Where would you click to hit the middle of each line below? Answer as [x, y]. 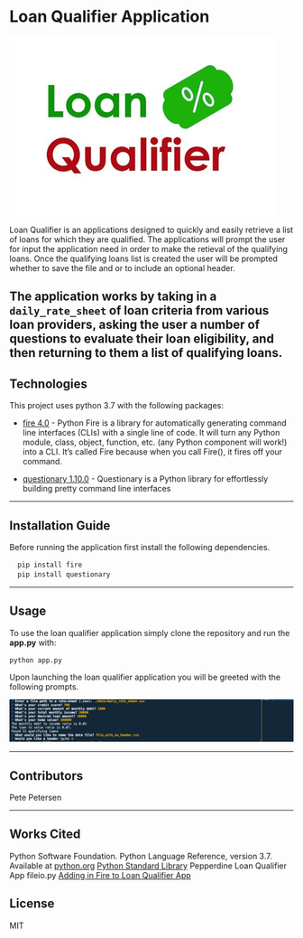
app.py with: [33, 643]
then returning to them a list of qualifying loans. [146, 353]
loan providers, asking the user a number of [134, 325]
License [32, 904]
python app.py [36, 660]
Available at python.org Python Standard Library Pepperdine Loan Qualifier [148, 866]
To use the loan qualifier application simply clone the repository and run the [150, 633]
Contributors [46, 776]
